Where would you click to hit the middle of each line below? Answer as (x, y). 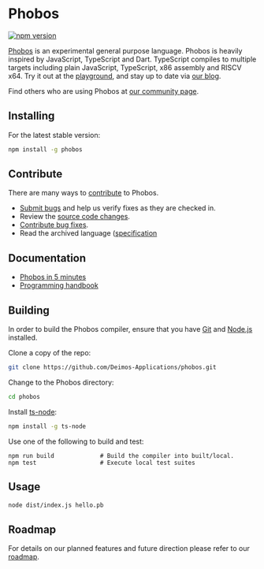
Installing (32, 116)
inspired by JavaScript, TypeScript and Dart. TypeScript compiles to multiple (132, 59)
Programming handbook (59, 285)
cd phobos (24, 396)
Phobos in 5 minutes (53, 277)
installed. (23, 338)
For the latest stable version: (54, 135)
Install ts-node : (33, 411)
